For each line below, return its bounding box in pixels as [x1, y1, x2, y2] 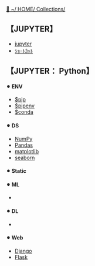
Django [14, 247, 32, 254]
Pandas [14, 142, 33, 149]
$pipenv [14, 102, 35, 109]
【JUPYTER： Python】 [6, 66, 94, 76]
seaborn [14, 154, 35, 161]
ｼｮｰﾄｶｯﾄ [14, 47, 33, 54]
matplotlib [14, 147, 39, 155]
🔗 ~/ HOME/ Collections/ [6, 6, 66, 12]
